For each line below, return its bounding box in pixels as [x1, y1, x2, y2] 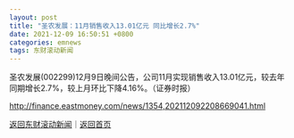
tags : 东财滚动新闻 [9, 46, 74, 55]
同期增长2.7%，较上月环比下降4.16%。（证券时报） [9, 83, 196, 93]
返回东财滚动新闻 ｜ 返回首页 [9, 119, 112, 130]
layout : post [9, 12, 58, 22]
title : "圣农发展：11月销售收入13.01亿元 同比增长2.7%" [9, 21, 200, 30]
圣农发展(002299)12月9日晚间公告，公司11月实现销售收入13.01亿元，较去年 [9, 72, 285, 83]
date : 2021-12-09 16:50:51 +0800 [9, 29, 134, 38]
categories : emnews [9, 37, 82, 47]
